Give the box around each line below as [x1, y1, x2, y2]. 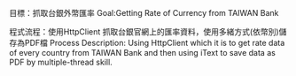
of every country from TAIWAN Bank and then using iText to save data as [9, 48, 277, 57]
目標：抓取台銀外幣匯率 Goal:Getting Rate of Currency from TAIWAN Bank [9, 8, 279, 18]
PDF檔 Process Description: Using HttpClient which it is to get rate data [24, 38, 285, 48]
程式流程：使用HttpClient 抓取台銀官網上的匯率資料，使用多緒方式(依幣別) [9, 27, 279, 37]
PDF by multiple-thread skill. [9, 57, 113, 67]
